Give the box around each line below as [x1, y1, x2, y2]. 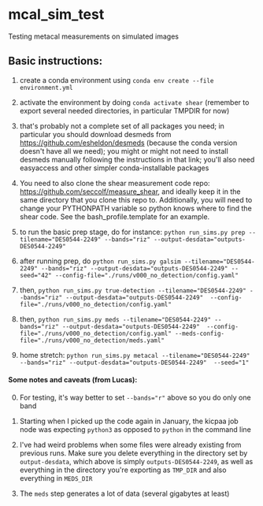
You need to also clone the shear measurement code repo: [19, 178, 210, 188]
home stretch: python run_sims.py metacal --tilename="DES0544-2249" [19, 350, 250, 359]
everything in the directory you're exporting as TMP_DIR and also [19, 465, 227, 474]
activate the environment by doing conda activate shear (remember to [19, 97, 250, 107]
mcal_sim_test [8, 6, 105, 24]
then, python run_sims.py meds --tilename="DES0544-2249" [19, 314, 211, 324]
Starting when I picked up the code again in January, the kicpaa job [19, 416, 239, 426]
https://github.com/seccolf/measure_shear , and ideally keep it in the [19, 187, 241, 196]
